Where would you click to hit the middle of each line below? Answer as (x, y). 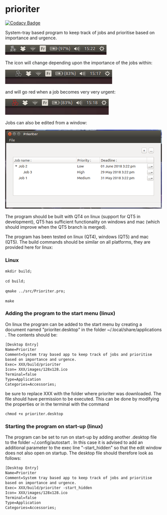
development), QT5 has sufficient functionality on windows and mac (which (83, 222)
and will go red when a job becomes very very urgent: (60, 92)
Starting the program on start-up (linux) (54, 426)
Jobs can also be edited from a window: (46, 122)
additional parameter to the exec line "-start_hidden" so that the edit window (83, 448)
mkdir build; (19, 271)
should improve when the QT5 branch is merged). (56, 227)
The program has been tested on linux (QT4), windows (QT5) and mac (77, 237)
